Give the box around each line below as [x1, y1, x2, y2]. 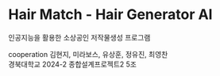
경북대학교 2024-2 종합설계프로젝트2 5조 [8, 59, 137, 69]
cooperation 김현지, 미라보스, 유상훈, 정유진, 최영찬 [8, 49, 168, 59]
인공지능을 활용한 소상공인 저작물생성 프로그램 [8, 32, 151, 42]
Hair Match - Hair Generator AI [8, 6, 213, 24]
